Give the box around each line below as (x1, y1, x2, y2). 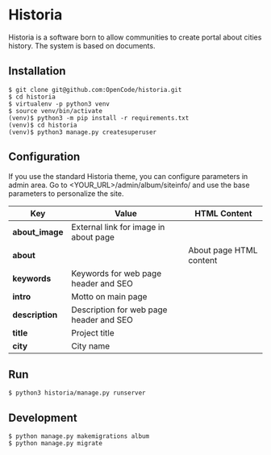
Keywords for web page (71, 268, 162, 279)
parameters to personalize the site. (8, 188, 124, 198)
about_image (12, 226, 64, 237)
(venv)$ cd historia (8, 121, 78, 129)
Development (8, 411, 78, 424)
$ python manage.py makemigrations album (8, 432, 150, 440)
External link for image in (71, 221, 165, 232)
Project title (71, 327, 115, 338)
